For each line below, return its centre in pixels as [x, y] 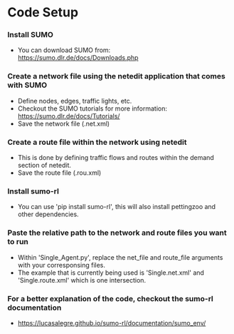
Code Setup [43, 12]
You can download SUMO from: [64, 50]
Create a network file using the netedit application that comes [116, 76]
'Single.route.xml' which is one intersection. [82, 280]
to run [18, 242]
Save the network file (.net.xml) [64, 123]
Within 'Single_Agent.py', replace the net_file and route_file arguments [120, 257]
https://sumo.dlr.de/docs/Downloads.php [78, 58]
